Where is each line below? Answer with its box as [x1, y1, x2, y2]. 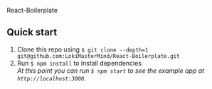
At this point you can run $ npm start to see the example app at [16, 66, 204, 75]
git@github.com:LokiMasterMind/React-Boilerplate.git [16, 52, 180, 59]
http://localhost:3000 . [16, 73, 87, 82]
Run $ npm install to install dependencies [16, 59, 142, 67]
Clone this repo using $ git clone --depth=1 [16, 45, 149, 54]
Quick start [6, 26, 58, 38]
